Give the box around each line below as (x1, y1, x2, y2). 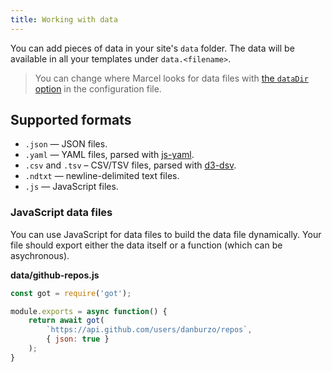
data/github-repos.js (10, 269, 100, 281)
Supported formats (10, 112, 132, 129)
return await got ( (28, 316, 105, 326)
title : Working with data (10, 14, 118, 25)
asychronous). (10, 249, 70, 261)
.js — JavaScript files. (24, 181, 119, 193)
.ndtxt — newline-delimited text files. (24, 170, 180, 182)
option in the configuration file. (34, 82, 162, 95)
